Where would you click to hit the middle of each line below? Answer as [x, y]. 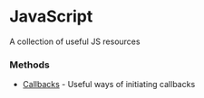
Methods [29, 65]
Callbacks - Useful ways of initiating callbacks [109, 85]
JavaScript [51, 17]
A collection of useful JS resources [75, 41]
